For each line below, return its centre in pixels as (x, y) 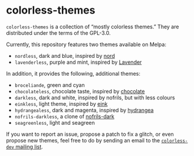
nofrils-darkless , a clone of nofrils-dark (65, 116)
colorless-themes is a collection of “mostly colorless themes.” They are (93, 27)
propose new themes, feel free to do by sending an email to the (83, 140)
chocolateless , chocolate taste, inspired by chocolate (80, 91)
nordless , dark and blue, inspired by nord (65, 56)
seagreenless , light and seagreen (55, 122)
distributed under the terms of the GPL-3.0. (58, 32)
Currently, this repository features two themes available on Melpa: (86, 44)
